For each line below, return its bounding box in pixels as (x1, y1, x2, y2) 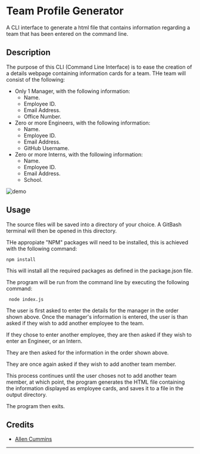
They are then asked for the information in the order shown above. (6, 349, 169, 356)
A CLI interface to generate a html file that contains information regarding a (6, 24, 190, 31)
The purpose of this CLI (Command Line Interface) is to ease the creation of (6, 63, 192, 70)
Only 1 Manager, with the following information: (14, 88, 130, 95)
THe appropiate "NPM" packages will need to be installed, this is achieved (6, 238, 189, 245)
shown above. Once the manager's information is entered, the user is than (6, 313, 188, 320)
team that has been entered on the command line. (6, 30, 129, 37)
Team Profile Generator (6, 4, 124, 18)
